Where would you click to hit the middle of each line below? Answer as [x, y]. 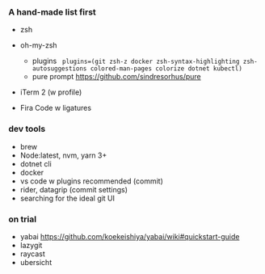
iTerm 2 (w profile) [51, 92]
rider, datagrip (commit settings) [74, 189]
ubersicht [36, 262]
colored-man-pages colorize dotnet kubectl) [166, 69]
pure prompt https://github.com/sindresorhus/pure [117, 77]
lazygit [31, 245]
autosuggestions [59, 69]
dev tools [27, 129]
